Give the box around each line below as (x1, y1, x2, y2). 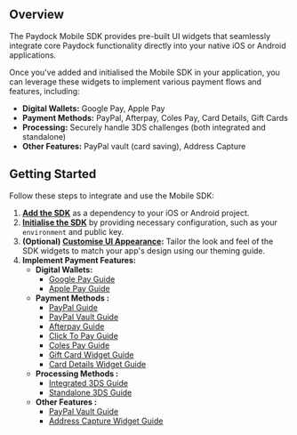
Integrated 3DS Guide (48, 377, 129, 388)
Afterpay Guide (48, 320, 105, 332)
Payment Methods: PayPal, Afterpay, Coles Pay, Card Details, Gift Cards (21, 112, 289, 123)
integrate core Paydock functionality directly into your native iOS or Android (9, 40, 286, 51)
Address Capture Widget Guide (48, 415, 164, 426)
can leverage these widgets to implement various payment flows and (9, 76, 262, 87)
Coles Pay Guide (48, 340, 110, 350)
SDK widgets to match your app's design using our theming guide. (21, 245, 266, 256)
